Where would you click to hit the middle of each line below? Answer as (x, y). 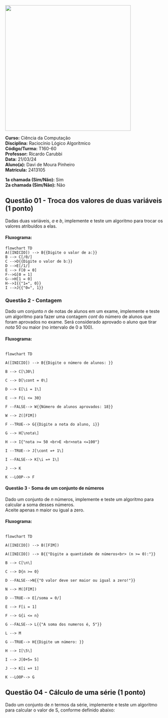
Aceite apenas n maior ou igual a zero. (45, 510)
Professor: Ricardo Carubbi (34, 154)
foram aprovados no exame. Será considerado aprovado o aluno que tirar (81, 322)
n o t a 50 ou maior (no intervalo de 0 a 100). (49, 327)
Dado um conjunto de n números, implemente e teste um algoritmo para (79, 499)
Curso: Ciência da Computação (38, 138)
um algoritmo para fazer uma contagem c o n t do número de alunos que (78, 317)
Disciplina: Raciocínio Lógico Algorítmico (48, 143)
